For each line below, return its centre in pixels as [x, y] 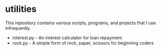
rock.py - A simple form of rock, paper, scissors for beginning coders [83, 43]
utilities [21, 9]
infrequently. [18, 28]
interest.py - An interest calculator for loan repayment [67, 38]
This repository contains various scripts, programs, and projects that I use [80, 23]
